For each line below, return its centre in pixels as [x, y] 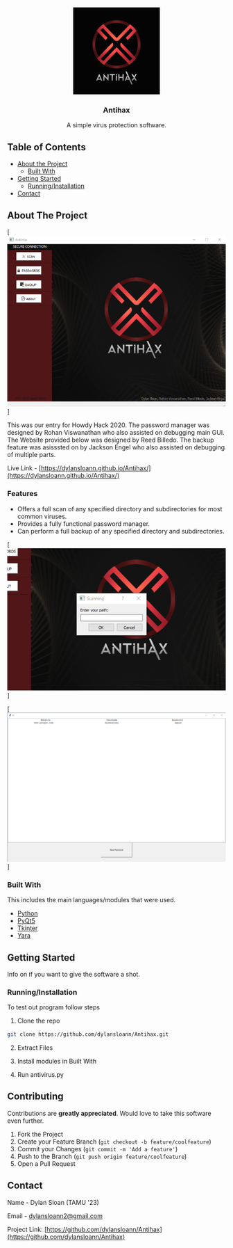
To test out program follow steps [54, 1007]
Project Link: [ [27, 1229]
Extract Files [35, 1048]
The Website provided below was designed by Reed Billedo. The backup [111, 440]
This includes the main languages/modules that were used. [92, 900]
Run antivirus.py [40, 1075]
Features [23, 494]
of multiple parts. [32, 455]
